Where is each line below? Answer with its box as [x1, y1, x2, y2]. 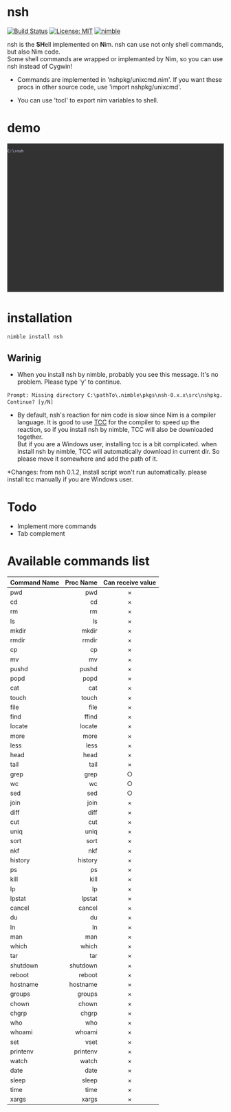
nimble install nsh [7, 334, 63, 340]
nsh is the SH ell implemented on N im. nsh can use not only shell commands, [7, 40, 224, 48]
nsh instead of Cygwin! [7, 62, 73, 70]
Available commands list [7, 554, 150, 569]
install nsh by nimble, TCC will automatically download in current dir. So [16, 448, 220, 456]
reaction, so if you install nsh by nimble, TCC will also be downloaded [16, 426, 214, 434]
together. [16, 433, 43, 441]
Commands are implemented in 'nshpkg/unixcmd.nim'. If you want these [16, 75, 222, 83]
